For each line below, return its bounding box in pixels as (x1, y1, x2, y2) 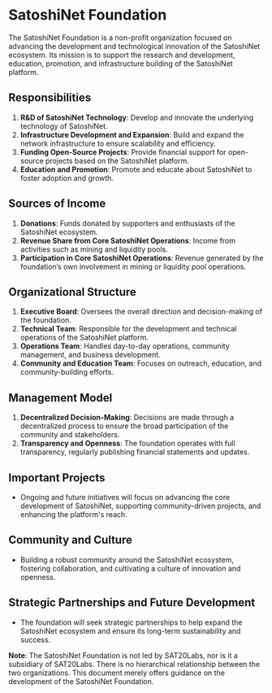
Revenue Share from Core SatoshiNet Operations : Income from (19, 235, 236, 245)
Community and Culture (8, 533, 132, 547)
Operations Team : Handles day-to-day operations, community (19, 341, 230, 351)
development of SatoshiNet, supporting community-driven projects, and (19, 501, 261, 511)
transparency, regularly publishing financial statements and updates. (19, 447, 250, 457)
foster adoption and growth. (19, 173, 114, 182)
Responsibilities (8, 91, 92, 105)
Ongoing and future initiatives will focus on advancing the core (19, 493, 231, 502)
